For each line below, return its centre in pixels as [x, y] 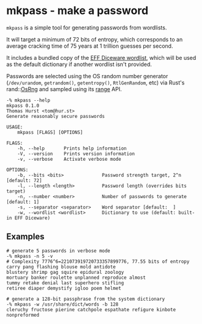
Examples [25, 237]
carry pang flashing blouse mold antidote [61, 267]
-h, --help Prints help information [72, 148]
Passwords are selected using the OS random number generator [87, 76]
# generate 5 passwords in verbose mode [59, 251]
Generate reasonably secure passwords [56, 116]
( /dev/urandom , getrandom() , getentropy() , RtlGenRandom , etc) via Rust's [96, 83]
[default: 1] [23, 202]
